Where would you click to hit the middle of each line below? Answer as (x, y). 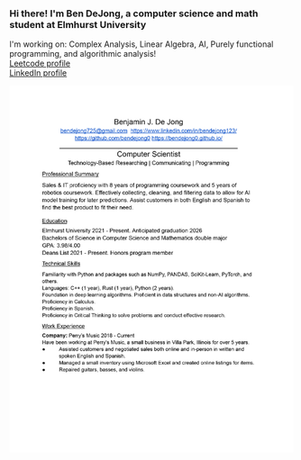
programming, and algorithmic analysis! (83, 54)
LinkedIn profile (38, 73)
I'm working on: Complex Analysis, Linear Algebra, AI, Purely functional (141, 44)
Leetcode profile (40, 63)
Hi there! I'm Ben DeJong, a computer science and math (134, 14)
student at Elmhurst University (78, 24)
